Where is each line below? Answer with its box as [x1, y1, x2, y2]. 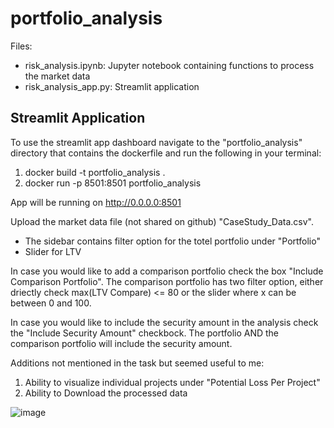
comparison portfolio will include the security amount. [10, 337, 233, 349]
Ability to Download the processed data [24, 387, 188, 399]
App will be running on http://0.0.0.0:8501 [10, 196, 182, 208]
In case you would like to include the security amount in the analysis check [10, 316, 319, 328]
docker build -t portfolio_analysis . [24, 166, 166, 178]
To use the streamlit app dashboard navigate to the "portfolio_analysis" [10, 136, 303, 148]
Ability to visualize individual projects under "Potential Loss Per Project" [24, 376, 321, 388]
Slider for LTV [24, 245, 82, 257]
